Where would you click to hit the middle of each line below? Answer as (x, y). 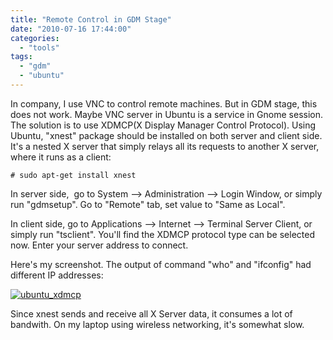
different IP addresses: (57, 275)
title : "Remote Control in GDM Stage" (91, 19)
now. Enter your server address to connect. (99, 245)
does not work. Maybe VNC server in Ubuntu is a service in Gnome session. (167, 114)
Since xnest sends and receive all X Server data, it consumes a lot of (151, 313)
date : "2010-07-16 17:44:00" (71, 29)
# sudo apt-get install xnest (73, 175)
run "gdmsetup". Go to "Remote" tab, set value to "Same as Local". (148, 204)
